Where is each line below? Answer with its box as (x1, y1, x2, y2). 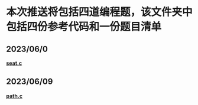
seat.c (6, 60, 22, 67)
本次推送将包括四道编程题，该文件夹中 (6, 5, 193, 19)
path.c (6, 92, 22, 99)
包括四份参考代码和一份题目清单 (6, 20, 162, 34)
